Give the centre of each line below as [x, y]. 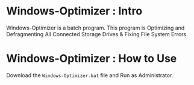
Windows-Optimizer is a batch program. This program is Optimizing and [95, 28]
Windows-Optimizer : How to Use [92, 59]
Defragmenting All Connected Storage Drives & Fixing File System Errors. [97, 34]
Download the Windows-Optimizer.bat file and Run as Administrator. [90, 75]
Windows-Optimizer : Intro [74, 11]
